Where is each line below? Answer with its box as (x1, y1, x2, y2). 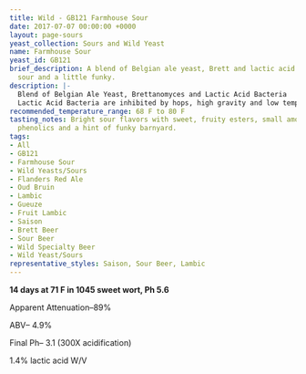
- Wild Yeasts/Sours (9, 166, 88, 175)
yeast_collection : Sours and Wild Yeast (9, 38, 166, 48)
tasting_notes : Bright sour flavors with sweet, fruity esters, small (9, 115, 283, 124)
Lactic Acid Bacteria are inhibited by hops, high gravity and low (17, 98, 280, 108)
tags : (9, 132, 30, 141)
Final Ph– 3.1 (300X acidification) (9, 338, 132, 348)
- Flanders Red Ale (9, 174, 84, 183)
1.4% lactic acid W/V (9, 355, 87, 366)
